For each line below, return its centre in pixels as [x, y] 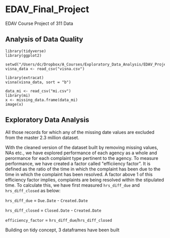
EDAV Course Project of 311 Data [39, 23]
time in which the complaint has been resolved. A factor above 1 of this [79, 174]
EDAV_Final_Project [47, 9]
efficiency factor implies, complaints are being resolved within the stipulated [85, 180]
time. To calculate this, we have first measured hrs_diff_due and [73, 185]
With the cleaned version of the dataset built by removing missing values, [82, 147]
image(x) [14, 104]
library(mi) [18, 95]
